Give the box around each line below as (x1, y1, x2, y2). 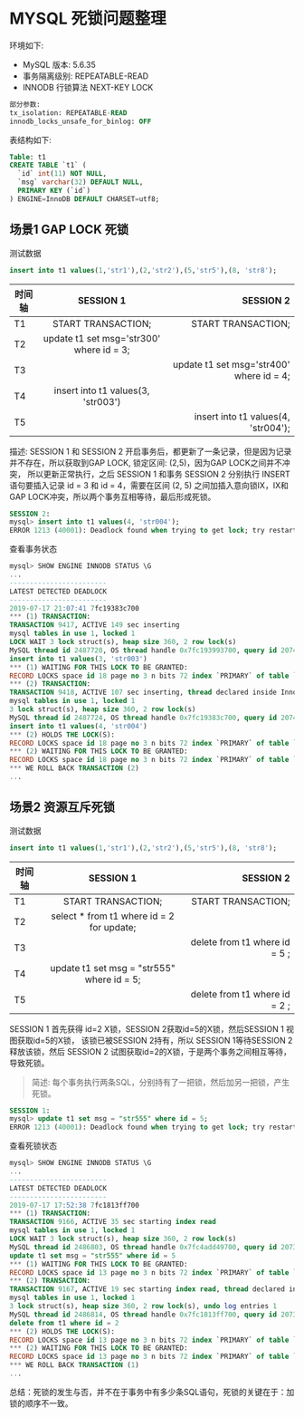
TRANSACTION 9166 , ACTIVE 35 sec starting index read (9, 1218, 217, 1227)
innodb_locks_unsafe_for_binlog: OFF (9, 117, 152, 126)
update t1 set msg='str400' (172, 358, 290, 371)
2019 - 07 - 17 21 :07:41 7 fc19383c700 (9, 603, 140, 612)
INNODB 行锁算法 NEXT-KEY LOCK (22, 82, 154, 92)
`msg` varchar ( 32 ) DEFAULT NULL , (17, 178, 144, 187)
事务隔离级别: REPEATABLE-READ (22, 70, 149, 82)
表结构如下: (9, 134, 52, 145)
